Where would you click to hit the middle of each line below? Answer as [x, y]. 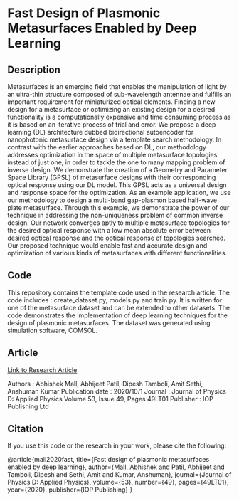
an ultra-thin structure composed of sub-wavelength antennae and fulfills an [119, 94]
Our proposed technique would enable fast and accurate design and [107, 246]
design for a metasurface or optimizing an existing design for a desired [111, 109]
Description [34, 69]
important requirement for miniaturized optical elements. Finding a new [111, 102]
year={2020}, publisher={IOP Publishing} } [70, 490]
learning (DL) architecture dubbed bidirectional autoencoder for [101, 132]
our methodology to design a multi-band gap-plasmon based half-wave [112, 200]
